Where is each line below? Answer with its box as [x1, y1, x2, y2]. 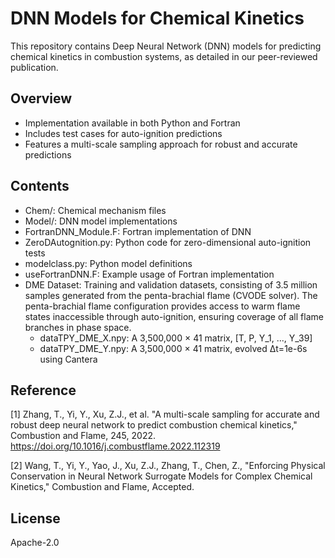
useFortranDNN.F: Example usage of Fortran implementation [24, 268, 275, 280]
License [10, 510, 61, 527]
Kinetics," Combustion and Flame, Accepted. [10, 481, 195, 493]
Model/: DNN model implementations [24, 215, 178, 227]
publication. [10, 61, 59, 73]
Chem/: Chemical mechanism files [24, 204, 167, 216]
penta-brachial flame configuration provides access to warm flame [24, 300, 301, 312]
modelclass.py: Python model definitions [24, 257, 193, 269]
